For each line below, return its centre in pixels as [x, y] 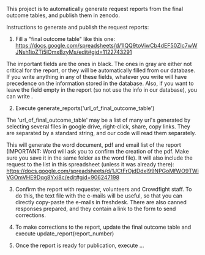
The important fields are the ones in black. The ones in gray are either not [99, 64]
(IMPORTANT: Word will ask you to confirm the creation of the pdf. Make [98, 151]
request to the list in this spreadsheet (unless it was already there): [90, 164]
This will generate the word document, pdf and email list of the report [94, 145]
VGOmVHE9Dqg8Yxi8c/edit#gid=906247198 [63, 177]
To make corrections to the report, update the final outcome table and [103, 227]
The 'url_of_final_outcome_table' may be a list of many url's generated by [99, 120]
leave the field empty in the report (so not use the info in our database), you [102, 90]
